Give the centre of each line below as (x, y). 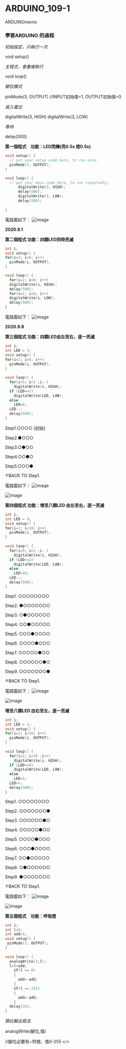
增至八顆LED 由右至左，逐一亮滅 (37, 711)
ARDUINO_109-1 (38, 9)
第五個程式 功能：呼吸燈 (31, 916)
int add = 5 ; (16, 934)
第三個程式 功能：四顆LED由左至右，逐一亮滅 (50, 337)
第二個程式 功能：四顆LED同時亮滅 (39, 239)
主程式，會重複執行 (24, 67)
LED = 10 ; (21, 573)
